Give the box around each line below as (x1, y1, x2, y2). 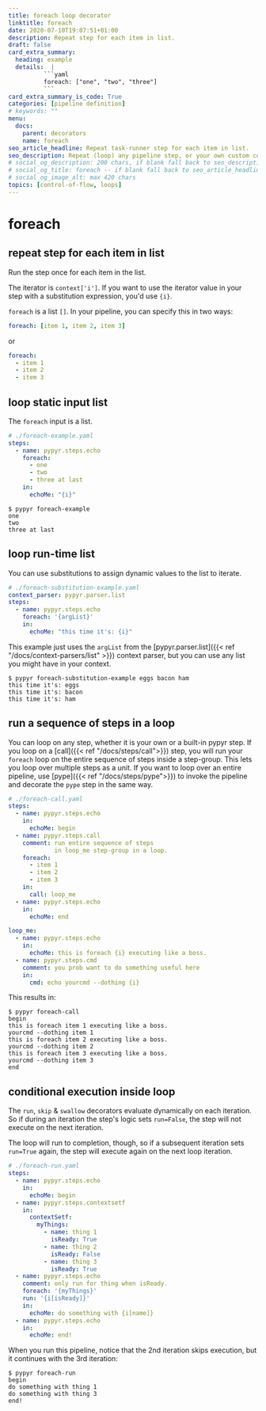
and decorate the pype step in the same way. (8, 779, 154, 789)
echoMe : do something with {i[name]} (28, 1309, 154, 1317)
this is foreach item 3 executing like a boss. (8, 1050, 169, 1058)
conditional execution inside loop (8, 1085, 176, 1098)
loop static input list (8, 395, 108, 409)
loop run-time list (8, 547, 96, 561)
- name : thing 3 (43, 1257, 97, 1265)
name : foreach (22, 136, 69, 145)
